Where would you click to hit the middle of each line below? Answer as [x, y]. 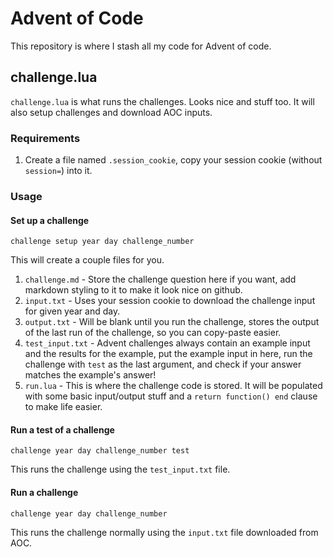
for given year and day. [72, 311]
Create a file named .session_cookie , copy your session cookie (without [173, 160]
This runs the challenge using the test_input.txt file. [120, 469]
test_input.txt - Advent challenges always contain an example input [167, 343]
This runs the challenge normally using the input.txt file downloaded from [164, 532]
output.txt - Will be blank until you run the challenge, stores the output [172, 322]
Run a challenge [44, 492]
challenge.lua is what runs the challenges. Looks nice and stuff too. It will [162, 101]
